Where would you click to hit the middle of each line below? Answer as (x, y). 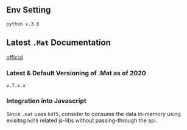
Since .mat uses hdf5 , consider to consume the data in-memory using (94, 114)
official (15, 57)
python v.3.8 (23, 24)
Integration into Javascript (46, 101)
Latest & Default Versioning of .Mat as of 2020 (76, 73)
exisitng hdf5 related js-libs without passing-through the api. (82, 120)
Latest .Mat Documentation (58, 43)
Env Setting (29, 10)
